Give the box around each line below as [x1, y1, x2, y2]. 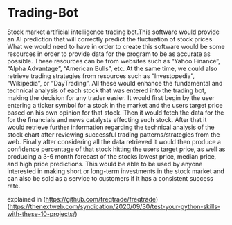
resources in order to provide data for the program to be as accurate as [7, 50, 211, 58]
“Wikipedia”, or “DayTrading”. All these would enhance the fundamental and [7, 79, 223, 87]
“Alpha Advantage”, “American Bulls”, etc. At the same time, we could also [7, 64, 218, 72]
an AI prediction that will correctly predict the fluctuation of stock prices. [7, 35, 215, 43]
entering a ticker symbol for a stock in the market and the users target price [7, 101, 223, 109]
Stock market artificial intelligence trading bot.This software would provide [7, 28, 220, 36]
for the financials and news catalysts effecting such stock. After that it [7, 115, 207, 124]
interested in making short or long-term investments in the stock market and [7, 167, 225, 175]
